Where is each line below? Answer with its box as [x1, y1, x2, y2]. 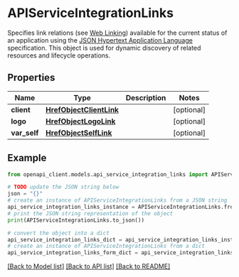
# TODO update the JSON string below [7, 183, 119, 191]
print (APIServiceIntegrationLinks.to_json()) [7, 217, 144, 224]
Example [7, 152, 47, 164]
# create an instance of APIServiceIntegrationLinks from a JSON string [7, 197, 228, 204]
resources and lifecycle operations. [7, 51, 111, 60]
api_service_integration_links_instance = [7, 204, 135, 211]
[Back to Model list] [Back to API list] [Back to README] [7, 262, 171, 271]
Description [125, 92, 166, 102]
